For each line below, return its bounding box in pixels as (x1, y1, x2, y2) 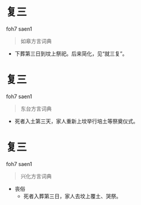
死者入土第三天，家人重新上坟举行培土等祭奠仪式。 (14, 118, 139, 125)
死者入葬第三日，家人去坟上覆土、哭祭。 (23, 193, 122, 200)
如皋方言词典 (20, 37, 52, 44)
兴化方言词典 (20, 173, 52, 180)
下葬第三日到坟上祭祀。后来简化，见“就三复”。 (14, 50, 128, 57)
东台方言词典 (20, 105, 52, 112)
